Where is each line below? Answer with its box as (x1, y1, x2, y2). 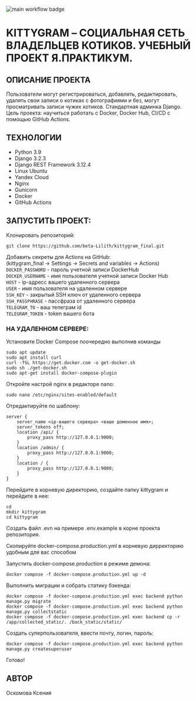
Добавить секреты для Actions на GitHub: (6, 253, 111, 260)
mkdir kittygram (6, 509, 46, 515)
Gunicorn (14, 186, 38, 193)
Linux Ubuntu (14, 167, 48, 174)
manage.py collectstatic (6, 609, 67, 615)
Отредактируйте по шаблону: (6, 402, 81, 409)
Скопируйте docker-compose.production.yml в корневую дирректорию (6, 542, 184, 549)
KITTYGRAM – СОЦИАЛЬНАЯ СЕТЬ (6, 27, 185, 40)
